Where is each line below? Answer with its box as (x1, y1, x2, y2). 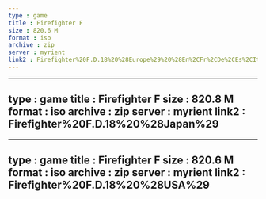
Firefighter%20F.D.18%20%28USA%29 (8, 178, 210, 192)
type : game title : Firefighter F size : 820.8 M (8, 93, 234, 106)
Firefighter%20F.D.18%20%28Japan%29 (8, 117, 219, 131)
